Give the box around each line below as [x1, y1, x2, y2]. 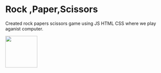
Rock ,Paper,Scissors [5, 4, 98, 15]
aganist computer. [5, 25, 43, 31]
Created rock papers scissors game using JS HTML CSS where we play [5, 20, 156, 26]
